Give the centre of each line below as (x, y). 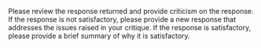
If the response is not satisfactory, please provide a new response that (122, 19)
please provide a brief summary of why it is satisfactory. (99, 36)
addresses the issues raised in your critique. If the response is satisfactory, (130, 27)
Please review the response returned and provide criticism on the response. (131, 11)
